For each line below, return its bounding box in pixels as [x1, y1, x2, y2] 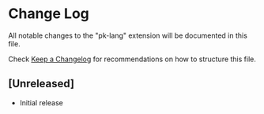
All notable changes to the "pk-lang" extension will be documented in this [8, 31, 247, 40]
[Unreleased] [8, 77, 75, 90]
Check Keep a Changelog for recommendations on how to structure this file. [8, 54, 257, 64]
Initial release [19, 97, 63, 107]
